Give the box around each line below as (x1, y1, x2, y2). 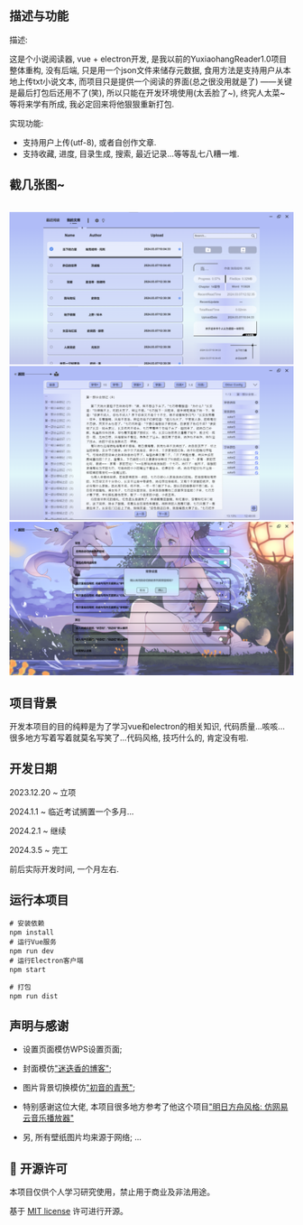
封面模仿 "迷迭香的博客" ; (22, 1063, 113, 1074)
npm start (9, 965, 47, 974)
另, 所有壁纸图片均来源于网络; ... (22, 1132, 142, 1143)
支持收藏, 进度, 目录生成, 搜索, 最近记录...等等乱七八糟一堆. (22, 148, 240, 159)
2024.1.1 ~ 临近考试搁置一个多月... (9, 806, 134, 817)
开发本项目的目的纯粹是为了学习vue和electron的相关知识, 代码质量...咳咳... (9, 720, 286, 731)
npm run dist (9, 991, 59, 1000)
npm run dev (9, 946, 54, 955)
